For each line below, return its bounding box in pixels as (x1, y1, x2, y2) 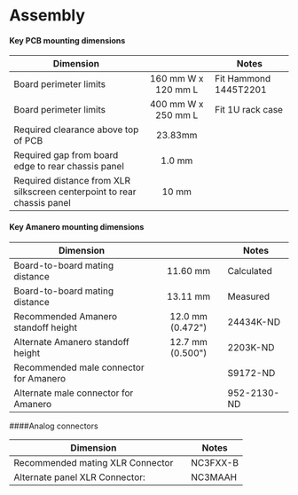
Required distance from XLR (13, 175, 131, 187)
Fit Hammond (214, 73, 271, 85)
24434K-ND (227, 316, 281, 328)
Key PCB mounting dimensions (9, 35, 126, 45)
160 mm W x (149, 73, 204, 85)
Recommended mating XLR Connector (13, 456, 174, 468)
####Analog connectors (9, 420, 99, 431)
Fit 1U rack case (214, 104, 284, 116)
